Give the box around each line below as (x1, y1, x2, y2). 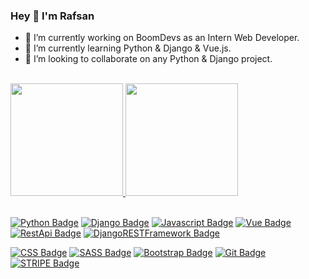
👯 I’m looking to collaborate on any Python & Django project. (24, 53, 273, 65)
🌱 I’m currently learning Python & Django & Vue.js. (24, 42, 232, 54)
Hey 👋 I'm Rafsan (10, 9, 95, 23)
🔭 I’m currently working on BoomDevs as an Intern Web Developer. (24, 32, 300, 44)
